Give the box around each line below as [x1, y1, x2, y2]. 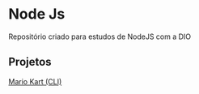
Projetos [8, 55, 52, 69]
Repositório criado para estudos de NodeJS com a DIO [8, 32, 192, 41]
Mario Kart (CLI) [8, 76, 62, 86]
